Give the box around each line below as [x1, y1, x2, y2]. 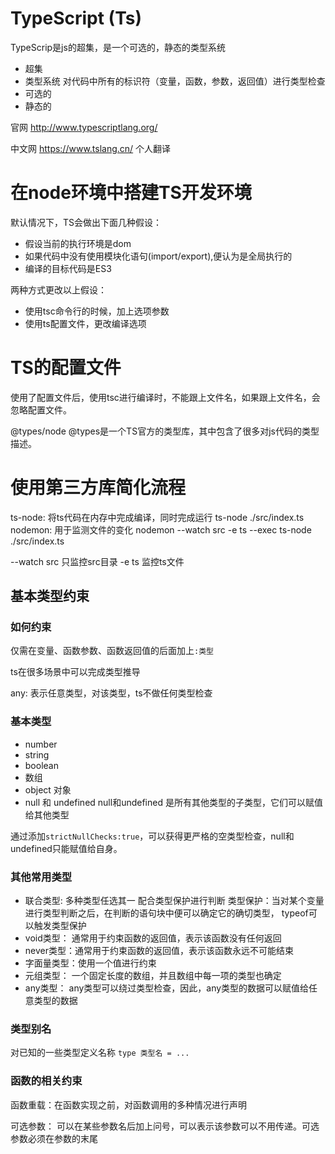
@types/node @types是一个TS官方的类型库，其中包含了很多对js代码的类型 [10, 425, 320, 437]
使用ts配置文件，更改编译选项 [24, 317, 147, 329]
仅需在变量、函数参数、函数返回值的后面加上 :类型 [10, 645, 214, 657]
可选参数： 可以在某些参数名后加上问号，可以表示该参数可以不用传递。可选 [10, 1120, 320, 1132]
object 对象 [24, 783, 72, 796]
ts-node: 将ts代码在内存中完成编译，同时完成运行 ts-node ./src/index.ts [10, 511, 305, 523]
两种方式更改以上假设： [10, 283, 107, 296]
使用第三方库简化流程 [10, 477, 187, 499]
